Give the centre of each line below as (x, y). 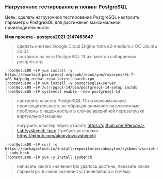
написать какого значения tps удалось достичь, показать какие (83, 166)
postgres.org (30, 62)
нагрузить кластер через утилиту (52, 126)
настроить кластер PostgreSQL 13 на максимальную (71, 101)
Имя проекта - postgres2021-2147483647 (49, 37)
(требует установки (78, 131)
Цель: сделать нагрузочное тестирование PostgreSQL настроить (72, 17)
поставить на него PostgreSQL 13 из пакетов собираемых (77, 57)
